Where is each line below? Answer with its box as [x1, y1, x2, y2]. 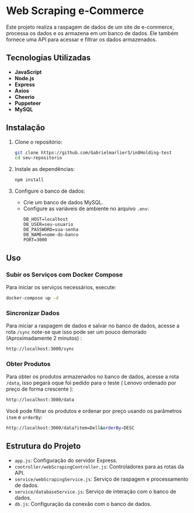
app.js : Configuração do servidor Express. [14, 457, 118, 464]
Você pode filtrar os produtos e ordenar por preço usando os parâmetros [6, 408, 182, 415]
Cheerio [14, 93, 35, 100]
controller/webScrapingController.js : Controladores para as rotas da [14, 463, 184, 470]
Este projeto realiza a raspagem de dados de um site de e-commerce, [6, 23, 174, 30]
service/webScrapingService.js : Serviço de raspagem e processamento [14, 476, 189, 483]
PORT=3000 [23, 237, 48, 243]
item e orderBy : [6, 414, 43, 421]
